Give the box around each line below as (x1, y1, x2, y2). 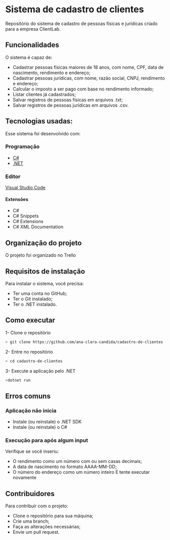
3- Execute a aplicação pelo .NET (5, 367, 76, 374)
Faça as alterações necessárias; (12, 524, 81, 530)
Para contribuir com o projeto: (5, 503, 68, 509)
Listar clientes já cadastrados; (12, 91, 76, 97)
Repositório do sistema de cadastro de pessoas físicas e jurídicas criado (5, 20, 158, 27)
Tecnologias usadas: (5, 117, 73, 126)
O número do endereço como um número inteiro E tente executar (12, 469, 150, 475)
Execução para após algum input (5, 437, 88, 444)
